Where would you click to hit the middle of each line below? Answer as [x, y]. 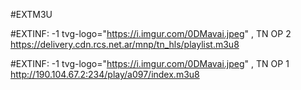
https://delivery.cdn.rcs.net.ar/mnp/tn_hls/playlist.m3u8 [125, 44]
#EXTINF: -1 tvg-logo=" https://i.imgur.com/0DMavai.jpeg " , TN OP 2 [151, 33]
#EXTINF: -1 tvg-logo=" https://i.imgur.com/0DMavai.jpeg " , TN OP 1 [150, 63]
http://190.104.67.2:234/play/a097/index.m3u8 [105, 74]
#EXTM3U [31, 14]
